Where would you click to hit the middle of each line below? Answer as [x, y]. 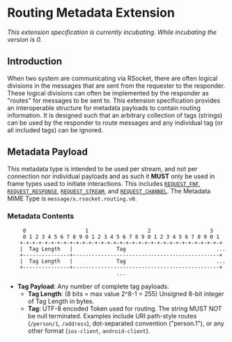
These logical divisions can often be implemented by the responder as [108, 93]
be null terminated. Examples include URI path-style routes [112, 316]
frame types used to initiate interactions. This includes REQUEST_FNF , [104, 183]
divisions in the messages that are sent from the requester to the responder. [116, 86]
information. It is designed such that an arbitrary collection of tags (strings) [115, 115]
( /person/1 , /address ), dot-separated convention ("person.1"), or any [126, 323]
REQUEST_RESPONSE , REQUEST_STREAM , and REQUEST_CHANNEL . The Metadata [109, 191]
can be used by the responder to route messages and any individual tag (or [115, 123]
